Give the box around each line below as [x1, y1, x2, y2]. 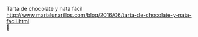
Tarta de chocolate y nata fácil [6, 5, 83, 12]
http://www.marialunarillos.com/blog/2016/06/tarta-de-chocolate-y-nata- [6, 11, 192, 18]
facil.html [6, 18, 30, 24]
